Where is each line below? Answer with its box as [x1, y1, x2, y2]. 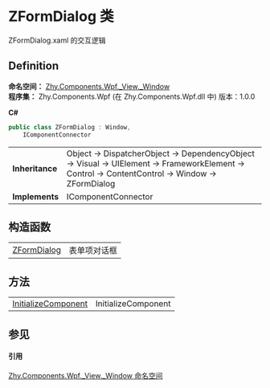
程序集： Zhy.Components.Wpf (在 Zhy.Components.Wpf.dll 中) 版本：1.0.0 [8, 92, 256, 101]
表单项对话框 [68, 245, 118, 256]
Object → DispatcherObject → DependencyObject [66, 148, 256, 159]
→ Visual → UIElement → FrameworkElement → [66, 157, 245, 169]
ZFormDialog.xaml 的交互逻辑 [8, 35, 106, 45]
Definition [8, 59, 59, 73]
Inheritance [12, 162, 58, 174]
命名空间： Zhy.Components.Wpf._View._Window [8, 81, 170, 91]
